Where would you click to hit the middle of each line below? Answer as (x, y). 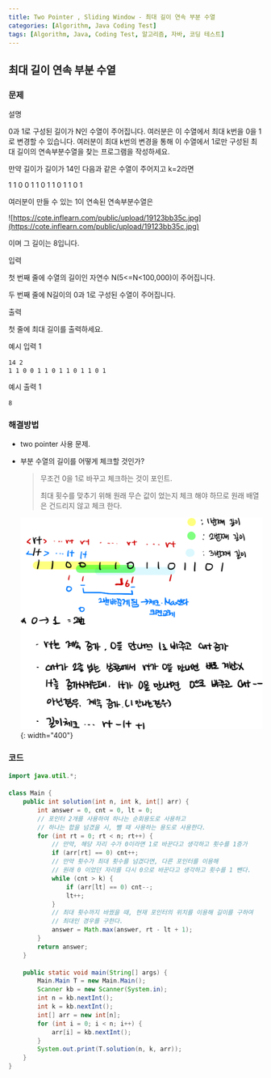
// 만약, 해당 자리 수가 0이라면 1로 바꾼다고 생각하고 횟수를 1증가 (149, 845)
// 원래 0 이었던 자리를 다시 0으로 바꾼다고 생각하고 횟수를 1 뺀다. (151, 870)
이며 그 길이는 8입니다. (44, 244)
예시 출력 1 (25, 387)
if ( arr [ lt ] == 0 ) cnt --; (109, 887)
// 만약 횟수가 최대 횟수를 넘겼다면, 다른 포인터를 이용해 (135, 862)
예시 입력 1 (25, 346)
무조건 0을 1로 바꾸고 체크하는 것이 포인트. (106, 478)
